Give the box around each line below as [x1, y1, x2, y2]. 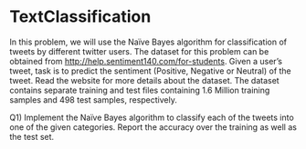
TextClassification [9, 6, 152, 27]
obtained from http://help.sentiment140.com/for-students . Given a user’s [9, 55, 283, 66]
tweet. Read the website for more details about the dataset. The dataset [9, 74, 280, 85]
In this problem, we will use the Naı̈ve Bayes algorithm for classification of [9, 36, 288, 47]
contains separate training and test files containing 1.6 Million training [9, 84, 270, 95]
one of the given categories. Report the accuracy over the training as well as [9, 121, 297, 133]
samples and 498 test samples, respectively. [9, 94, 178, 105]
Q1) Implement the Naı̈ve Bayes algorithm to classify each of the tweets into [9, 112, 294, 123]
